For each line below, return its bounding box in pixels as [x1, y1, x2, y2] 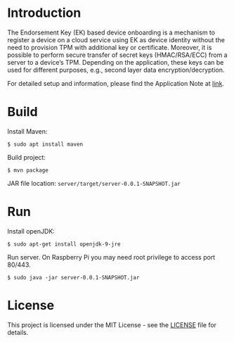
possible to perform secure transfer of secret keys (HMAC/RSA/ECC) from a [7, 51, 228, 59]
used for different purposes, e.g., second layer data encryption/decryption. [7, 65, 225, 74]
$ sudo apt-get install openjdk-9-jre [7, 241, 121, 248]
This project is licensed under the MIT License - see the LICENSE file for [7, 320, 216, 329]
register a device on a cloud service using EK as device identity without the [7, 35, 225, 44]
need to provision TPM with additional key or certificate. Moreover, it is [7, 43, 212, 51]
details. [7, 328, 29, 336]
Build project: [7, 153, 46, 161]
